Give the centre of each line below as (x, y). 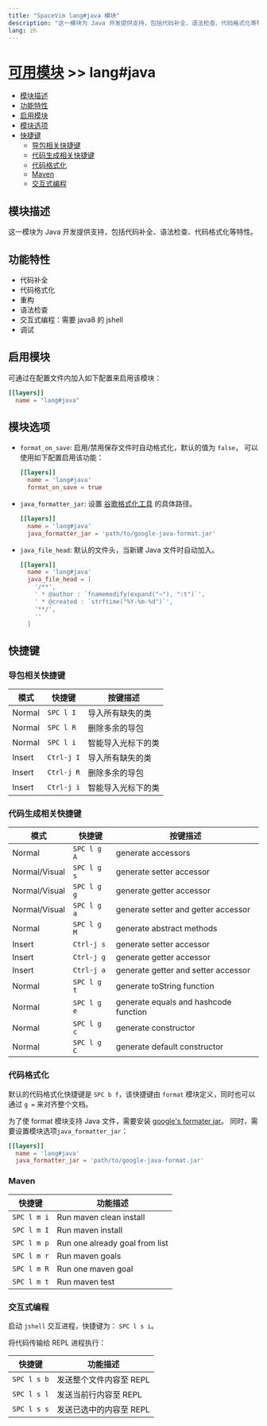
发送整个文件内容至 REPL (104, 1379)
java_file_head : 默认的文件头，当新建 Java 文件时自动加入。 (119, 550)
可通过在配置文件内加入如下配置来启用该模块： (85, 378)
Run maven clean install (101, 1217)
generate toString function (165, 986)
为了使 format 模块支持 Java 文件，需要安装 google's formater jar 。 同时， (130, 1121)
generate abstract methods (166, 929)
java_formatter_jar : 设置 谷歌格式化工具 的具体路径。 (108, 503)
